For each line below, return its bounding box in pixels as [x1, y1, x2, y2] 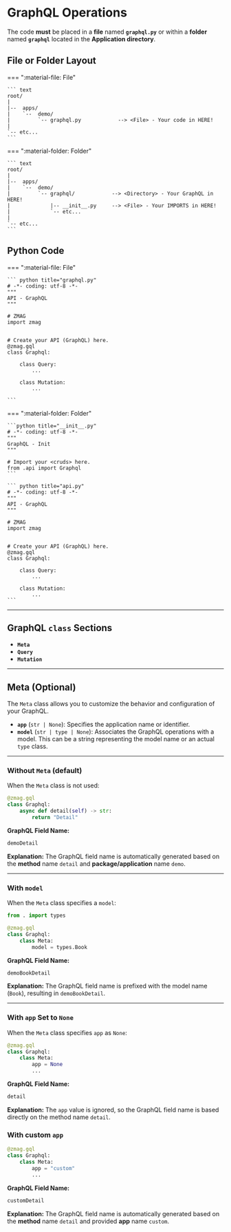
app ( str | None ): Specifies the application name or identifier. [16, 721, 190, 729]
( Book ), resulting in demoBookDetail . [7, 989, 105, 997]
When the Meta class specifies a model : [7, 899, 117, 907]
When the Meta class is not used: [7, 781, 100, 789]
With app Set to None [7, 1013, 74, 1023]
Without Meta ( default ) [7, 766, 82, 776]
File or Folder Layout [7, 55, 96, 67]
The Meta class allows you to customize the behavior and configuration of [7, 700, 215, 708]
